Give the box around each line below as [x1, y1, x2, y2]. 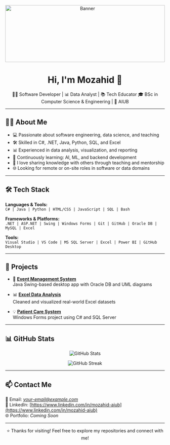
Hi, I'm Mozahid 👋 [48, 74, 122, 86]
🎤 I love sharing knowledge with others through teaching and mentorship [12, 160, 164, 166]
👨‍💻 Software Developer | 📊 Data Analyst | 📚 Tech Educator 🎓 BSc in [12, 91, 158, 97]
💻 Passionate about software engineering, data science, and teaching [12, 132, 159, 138]
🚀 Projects [5, 263, 38, 271]
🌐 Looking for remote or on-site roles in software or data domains [12, 165, 150, 171]
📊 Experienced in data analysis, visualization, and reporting [12, 147, 138, 153]
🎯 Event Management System [12, 276, 77, 282]
